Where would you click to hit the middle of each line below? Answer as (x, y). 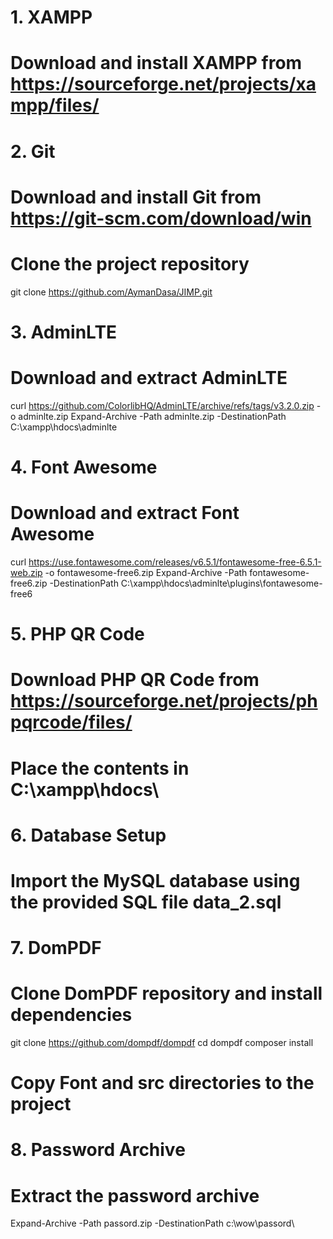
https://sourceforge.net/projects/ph (164, 701)
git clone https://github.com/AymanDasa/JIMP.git (111, 292)
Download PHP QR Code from (135, 680)
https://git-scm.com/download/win (161, 218)
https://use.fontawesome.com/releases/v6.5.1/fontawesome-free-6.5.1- (175, 562)
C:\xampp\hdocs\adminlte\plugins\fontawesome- (221, 583)
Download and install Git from (136, 197)
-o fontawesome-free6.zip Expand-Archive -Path (146, 572)
